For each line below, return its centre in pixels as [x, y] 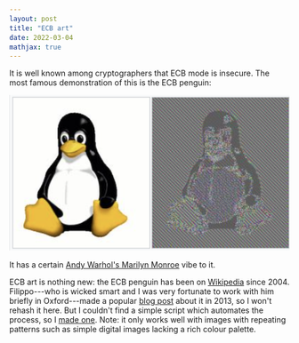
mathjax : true [36, 47]
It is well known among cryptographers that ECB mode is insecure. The [139, 73]
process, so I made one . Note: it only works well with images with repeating [148, 320]
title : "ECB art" [41, 28]
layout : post [33, 19]
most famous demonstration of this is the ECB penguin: [110, 83]
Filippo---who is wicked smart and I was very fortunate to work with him [141, 291]
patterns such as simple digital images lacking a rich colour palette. [133, 330]
